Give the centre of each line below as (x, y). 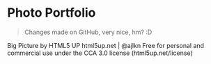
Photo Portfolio (52, 13)
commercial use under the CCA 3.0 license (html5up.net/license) (100, 53)
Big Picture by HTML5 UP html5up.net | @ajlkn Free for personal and (105, 45)
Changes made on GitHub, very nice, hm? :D (88, 32)
